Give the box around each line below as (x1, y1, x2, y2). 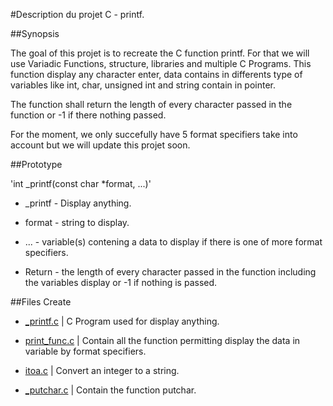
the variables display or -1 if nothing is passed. (24, 277, 218, 288)
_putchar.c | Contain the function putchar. (24, 384, 197, 396)
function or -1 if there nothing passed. (10, 109, 167, 121)
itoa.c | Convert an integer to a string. (24, 365, 180, 376)
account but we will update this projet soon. (10, 139, 191, 151)
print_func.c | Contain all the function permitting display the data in (24, 335, 301, 346)
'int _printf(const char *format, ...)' (10, 178, 152, 189)
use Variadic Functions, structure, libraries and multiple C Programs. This (10, 58, 312, 69)
